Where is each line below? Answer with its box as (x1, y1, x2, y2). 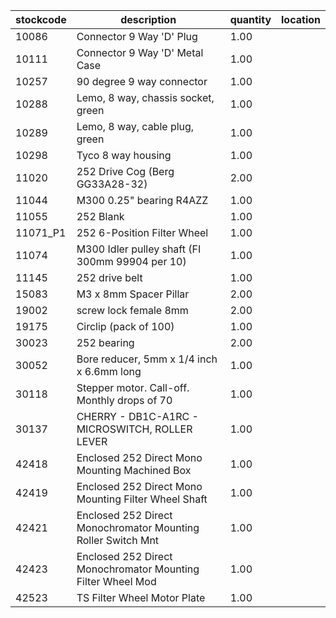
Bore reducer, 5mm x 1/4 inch (76, 352, 218, 366)
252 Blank (76, 210, 125, 223)
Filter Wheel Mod (76, 575, 157, 588)
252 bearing (76, 336, 135, 349)
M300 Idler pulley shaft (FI (76, 242, 202, 256)
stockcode (15, 13, 67, 26)
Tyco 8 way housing (76, 149, 172, 162)
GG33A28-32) (76, 177, 148, 191)
